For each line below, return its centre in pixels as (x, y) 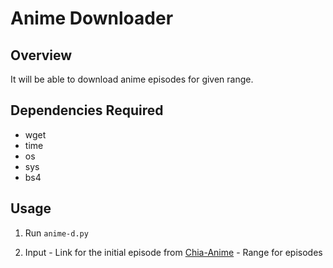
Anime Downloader (92, 18)
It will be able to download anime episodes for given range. (132, 79)
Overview (41, 55)
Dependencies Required (87, 110)
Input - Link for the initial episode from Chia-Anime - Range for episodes (173, 252)
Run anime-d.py (56, 233)
